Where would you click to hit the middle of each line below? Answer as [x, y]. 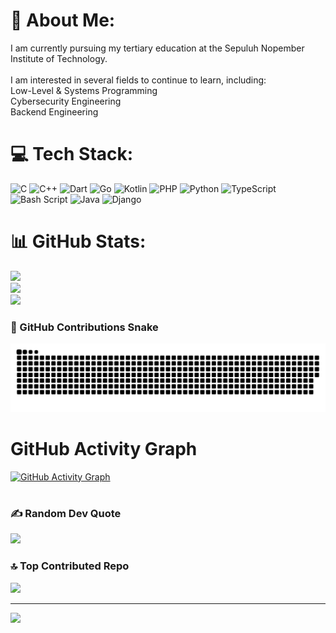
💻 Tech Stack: [72, 154]
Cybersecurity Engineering [66, 101]
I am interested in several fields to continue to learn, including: [138, 80]
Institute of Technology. [59, 58]
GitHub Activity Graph [104, 449]
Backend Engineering [54, 111]
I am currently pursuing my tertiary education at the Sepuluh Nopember [157, 48]
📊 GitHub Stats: [78, 241]
